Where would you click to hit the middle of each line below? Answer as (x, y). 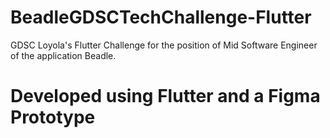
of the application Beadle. (63, 55)
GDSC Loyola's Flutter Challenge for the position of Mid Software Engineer (164, 45)
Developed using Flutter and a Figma (165, 96)
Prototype (53, 117)
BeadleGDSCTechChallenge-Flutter (161, 17)
